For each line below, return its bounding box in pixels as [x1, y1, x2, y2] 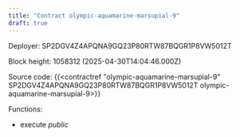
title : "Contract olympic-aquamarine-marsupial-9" [8, 11, 180, 20]
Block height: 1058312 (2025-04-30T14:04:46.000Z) [8, 57, 182, 66]
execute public [19, 119, 69, 129]
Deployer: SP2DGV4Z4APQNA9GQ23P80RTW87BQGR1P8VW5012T [8, 41, 232, 50]
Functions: [8, 104, 43, 114]
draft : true [8, 19, 48, 27]
